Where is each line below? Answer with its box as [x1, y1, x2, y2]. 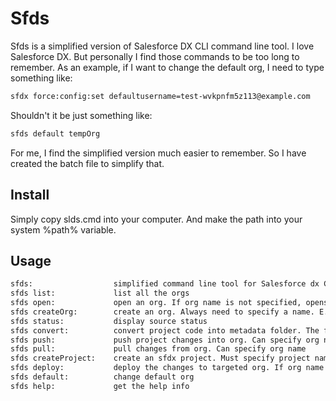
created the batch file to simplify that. [10, 157, 165, 169]
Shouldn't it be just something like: [10, 109, 153, 121]
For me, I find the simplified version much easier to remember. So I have [10, 147, 307, 159]
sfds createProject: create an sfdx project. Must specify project [10, 353, 311, 364]
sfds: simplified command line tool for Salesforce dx [10, 279, 320, 289]
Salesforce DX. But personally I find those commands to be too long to [10, 50, 300, 62]
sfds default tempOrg [10, 128, 101, 139]
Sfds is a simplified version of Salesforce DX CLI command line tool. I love [10, 40, 315, 52]
